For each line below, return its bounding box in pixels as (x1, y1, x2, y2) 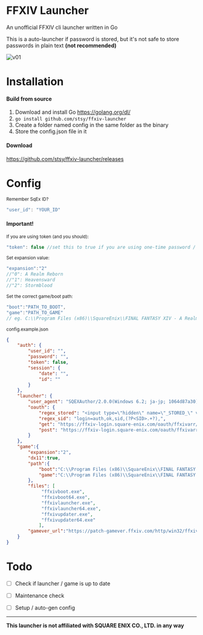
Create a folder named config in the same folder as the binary (14, 122, 169, 129)
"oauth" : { (28, 404, 56, 410)
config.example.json (6, 326, 48, 332)
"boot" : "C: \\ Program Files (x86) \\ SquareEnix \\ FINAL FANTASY (38, 466, 196, 472)
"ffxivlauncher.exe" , (41, 500, 96, 506)
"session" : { (28, 364, 61, 371)
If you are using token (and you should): (6, 234, 89, 240)
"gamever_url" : (28, 528, 66, 535)
